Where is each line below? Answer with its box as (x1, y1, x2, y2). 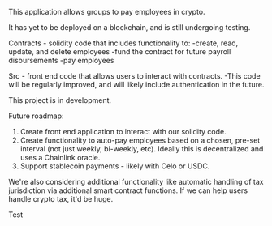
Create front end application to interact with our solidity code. (19, 127, 227, 136)
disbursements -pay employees (8, 56, 114, 65)
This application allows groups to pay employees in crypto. (8, 7, 205, 16)
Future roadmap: (8, 111, 64, 121)
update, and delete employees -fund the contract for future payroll (8, 47, 231, 56)
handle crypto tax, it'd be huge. (8, 194, 114, 203)
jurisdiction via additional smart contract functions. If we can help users (8, 185, 248, 195)
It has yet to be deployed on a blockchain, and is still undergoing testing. (8, 23, 251, 32)
